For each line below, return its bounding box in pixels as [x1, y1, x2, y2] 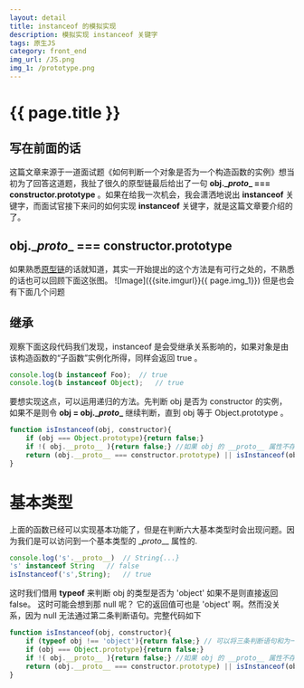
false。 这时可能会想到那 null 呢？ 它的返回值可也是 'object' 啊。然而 [9, 598, 265, 610]
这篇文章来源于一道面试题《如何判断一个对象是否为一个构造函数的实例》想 [9, 166, 287, 177]
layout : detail [9, 13, 67, 23]
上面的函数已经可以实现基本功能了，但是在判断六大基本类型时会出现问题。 [9, 523, 287, 534]
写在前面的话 [9, 141, 81, 156]
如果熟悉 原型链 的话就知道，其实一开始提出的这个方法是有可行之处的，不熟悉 [9, 263, 295, 274]
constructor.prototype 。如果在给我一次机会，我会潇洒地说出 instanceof [9, 189, 284, 200]
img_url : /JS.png [9, 55, 75, 64]
